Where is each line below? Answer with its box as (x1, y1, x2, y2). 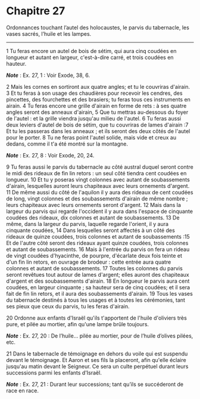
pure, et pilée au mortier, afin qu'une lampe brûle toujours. (6, 320, 149, 327)
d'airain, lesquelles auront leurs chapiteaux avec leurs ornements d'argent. (6, 182, 190, 189)
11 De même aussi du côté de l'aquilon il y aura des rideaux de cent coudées (6, 188, 193, 196)
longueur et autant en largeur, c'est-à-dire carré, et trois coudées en (6, 54, 174, 61)
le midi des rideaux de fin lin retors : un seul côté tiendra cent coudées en (6, 169, 187, 177)
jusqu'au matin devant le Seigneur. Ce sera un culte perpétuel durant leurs (6, 363, 189, 370)
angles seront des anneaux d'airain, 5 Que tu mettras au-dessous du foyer (6, 109, 189, 116)
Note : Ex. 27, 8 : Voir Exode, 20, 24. (6, 151, 95, 159)
